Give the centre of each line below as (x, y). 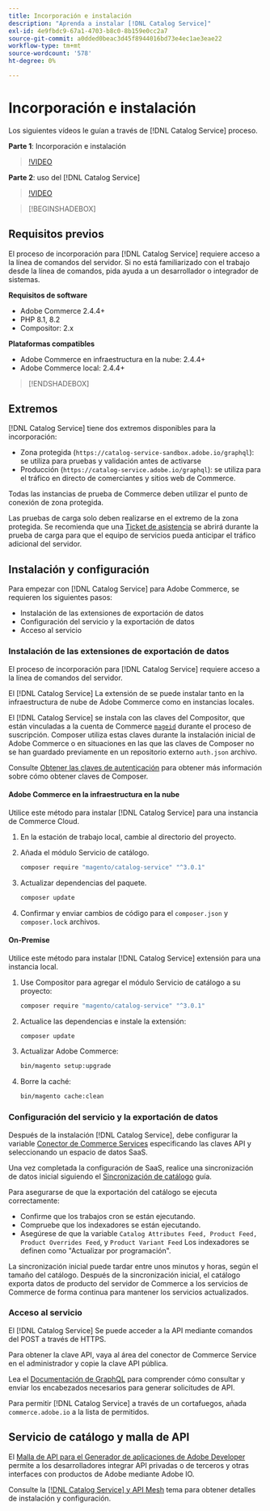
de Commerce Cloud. (44, 821)
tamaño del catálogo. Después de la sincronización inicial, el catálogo (124, 1275)
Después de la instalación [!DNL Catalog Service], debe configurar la (123, 1135)
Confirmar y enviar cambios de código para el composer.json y (124, 913)
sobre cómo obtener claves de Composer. (78, 776)
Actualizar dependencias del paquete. (83, 883)
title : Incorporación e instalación (70, 16)
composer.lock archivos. (60, 922)
